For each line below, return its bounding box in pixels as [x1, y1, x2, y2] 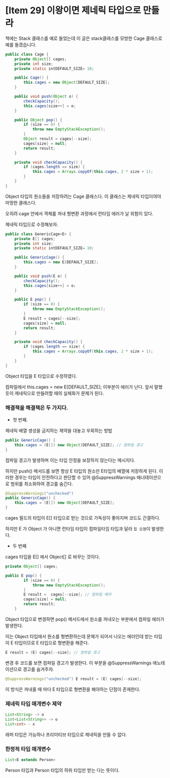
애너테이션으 [136, 474, 161, 480]
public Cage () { [14, 75, 49, 81]
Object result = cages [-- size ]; [23, 136, 92, 142]
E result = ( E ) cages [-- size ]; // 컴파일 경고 [5, 650, 100, 655]
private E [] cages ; [14, 236, 56, 241]
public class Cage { [5, 51, 49, 57]
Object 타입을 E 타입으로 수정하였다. [5, 373, 78, 379]
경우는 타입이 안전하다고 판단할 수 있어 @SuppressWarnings [14, 474, 136, 480]
